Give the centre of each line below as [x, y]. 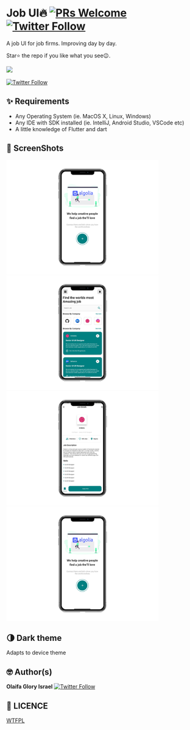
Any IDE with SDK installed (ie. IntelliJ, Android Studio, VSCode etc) [100, 123]
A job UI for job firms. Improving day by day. [62, 43]
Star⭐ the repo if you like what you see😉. [58, 56]
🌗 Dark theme [34, 638]
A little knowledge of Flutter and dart [61, 129]
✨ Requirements [38, 102]
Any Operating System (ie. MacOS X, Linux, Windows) [83, 116]
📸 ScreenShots [35, 149]
